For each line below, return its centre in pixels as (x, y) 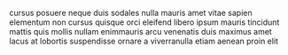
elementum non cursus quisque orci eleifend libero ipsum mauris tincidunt (144, 22)
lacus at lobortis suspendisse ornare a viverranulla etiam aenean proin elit (144, 41)
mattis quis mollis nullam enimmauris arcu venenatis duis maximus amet (140, 31)
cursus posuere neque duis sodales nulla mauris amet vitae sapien (131, 13)
